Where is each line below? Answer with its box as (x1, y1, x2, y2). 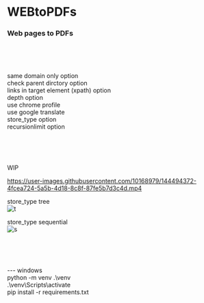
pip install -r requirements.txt (7, 288, 89, 296)
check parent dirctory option (7, 79, 88, 88)
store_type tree (7, 198, 50, 206)
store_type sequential (7, 218, 68, 226)
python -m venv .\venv (7, 274, 71, 282)
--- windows (7, 266, 42, 274)
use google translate (7, 108, 65, 116)
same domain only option (7, 72, 79, 80)
